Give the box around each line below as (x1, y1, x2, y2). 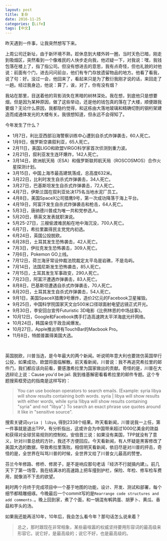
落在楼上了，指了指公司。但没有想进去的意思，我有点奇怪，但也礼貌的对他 (9, 63, 162, 69)
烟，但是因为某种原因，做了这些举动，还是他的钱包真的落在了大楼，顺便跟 (5, 99, 158, 105)
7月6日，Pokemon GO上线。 (12, 251, 71, 257)
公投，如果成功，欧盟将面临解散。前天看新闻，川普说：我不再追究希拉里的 (5, 359, 158, 365)
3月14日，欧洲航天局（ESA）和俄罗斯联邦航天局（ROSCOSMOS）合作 (12, 158, 157, 164)
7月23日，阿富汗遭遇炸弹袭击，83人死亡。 (12, 276, 100, 282)
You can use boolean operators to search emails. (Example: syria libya (17, 388, 162, 394)
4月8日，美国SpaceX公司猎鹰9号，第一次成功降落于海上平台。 (12, 195, 142, 201)
